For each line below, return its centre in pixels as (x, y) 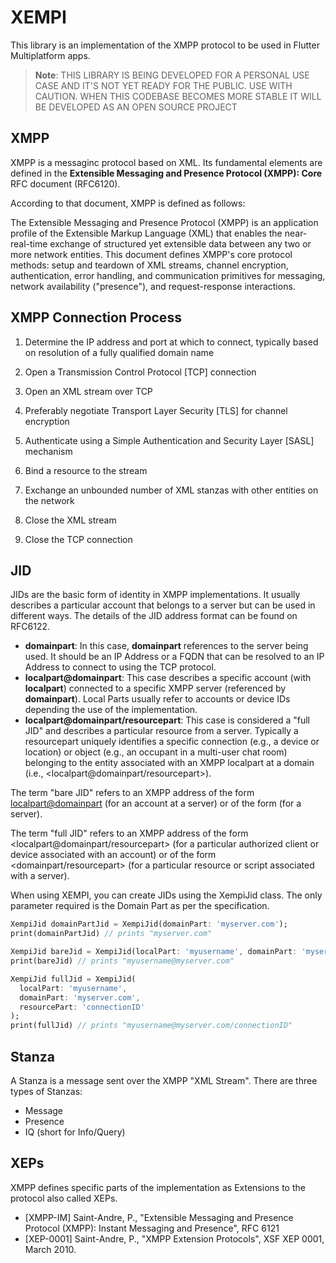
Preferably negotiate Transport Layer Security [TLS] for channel (156, 410)
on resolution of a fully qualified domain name (119, 352)
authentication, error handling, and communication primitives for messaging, (168, 275)
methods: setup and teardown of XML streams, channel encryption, (149, 265)
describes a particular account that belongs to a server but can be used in (163, 605)
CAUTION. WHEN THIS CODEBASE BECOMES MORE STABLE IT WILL (178, 96)
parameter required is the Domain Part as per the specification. (140, 906)
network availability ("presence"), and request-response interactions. (153, 286)
